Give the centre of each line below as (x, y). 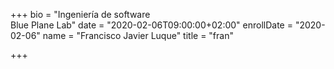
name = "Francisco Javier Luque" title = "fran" (138, 35)
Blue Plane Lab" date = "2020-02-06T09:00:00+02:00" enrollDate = (151, 25)
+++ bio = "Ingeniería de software (80, 14)
